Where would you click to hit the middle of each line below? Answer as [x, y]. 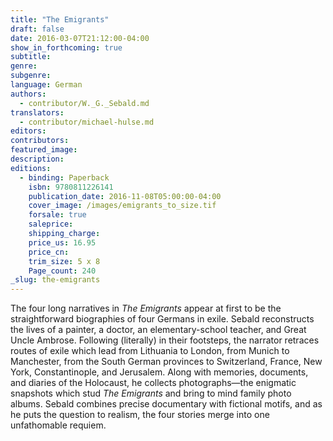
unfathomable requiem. [58, 425]
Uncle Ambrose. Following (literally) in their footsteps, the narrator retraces [165, 340]
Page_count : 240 [62, 271]
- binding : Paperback [64, 177]
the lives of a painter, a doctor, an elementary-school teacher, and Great [158, 330]
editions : [31, 168]
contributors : [40, 141]
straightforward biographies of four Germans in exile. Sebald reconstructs [162, 319]
